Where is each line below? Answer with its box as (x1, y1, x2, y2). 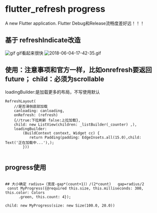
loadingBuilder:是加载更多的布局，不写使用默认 (5, 89, 100, 95)
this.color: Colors (5, 190, 45, 195)
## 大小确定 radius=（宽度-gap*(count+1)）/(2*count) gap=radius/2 (5, 182, 145, 187)
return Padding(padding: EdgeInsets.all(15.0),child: (29, 135, 141, 140)
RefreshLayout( (5, 99, 36, 104)
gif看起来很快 (16, 50, 44, 56)
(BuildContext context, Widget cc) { (23, 131, 100, 135)
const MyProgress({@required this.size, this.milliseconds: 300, (7, 186, 144, 191)
